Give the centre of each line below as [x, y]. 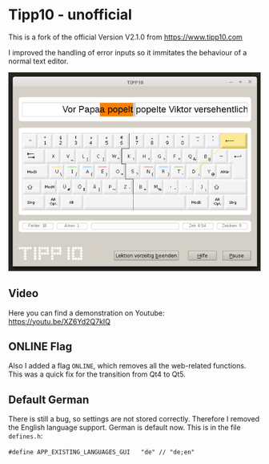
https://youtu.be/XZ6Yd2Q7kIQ [59, 321]
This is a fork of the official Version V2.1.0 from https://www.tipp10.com [125, 37]
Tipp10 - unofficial [70, 15]
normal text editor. [38, 61]
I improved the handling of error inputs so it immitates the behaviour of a [128, 52]
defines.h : [26, 436]
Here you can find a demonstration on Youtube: [86, 313]
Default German [49, 399]
